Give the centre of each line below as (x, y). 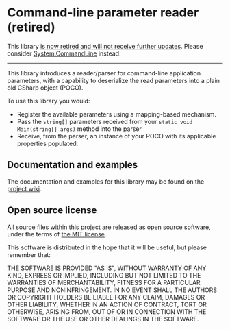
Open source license (52, 210)
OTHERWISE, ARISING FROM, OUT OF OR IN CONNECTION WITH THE (107, 312)
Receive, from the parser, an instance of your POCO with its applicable (116, 136)
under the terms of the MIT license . (57, 234)
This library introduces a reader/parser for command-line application (104, 73)
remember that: (29, 254)
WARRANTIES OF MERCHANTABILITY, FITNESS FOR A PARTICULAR (104, 282)
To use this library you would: (49, 101)
